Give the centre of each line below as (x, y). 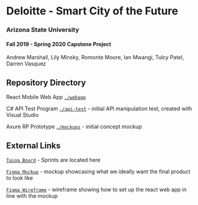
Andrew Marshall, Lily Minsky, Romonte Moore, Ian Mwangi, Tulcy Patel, (95, 58)
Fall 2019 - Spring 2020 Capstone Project (59, 44)
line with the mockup (32, 195)
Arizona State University (43, 30)
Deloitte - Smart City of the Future (92, 11)
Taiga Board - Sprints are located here (53, 159)
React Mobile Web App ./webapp (46, 97)
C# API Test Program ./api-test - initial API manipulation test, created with (99, 108)
